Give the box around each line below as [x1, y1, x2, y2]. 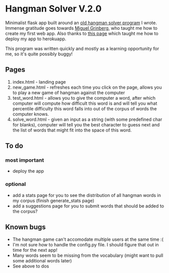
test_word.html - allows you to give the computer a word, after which [12, 95, 156, 101]
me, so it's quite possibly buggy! [5, 51, 73, 57]
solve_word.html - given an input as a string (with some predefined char [12, 116, 162, 122]
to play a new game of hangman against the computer [12, 89, 125, 96]
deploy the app [12, 168, 44, 174]
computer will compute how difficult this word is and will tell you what [12, 100, 157, 106]
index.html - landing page [12, 79, 66, 85]
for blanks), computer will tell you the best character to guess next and [12, 121, 160, 127]
